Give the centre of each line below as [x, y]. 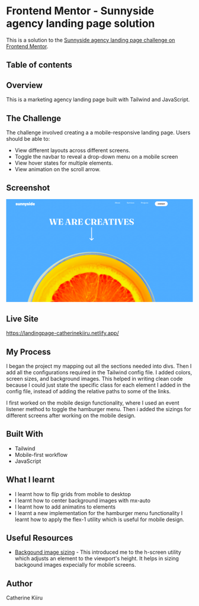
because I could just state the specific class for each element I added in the [98, 385]
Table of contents [39, 65]
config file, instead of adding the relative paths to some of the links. [89, 391]
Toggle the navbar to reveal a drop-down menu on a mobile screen [96, 156]
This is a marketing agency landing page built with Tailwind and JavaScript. [98, 100]
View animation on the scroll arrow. [57, 169]
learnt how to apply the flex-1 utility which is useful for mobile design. [99, 519]
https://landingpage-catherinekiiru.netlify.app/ [63, 333]
